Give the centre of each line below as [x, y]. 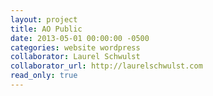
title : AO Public [46, 29]
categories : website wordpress [75, 47]
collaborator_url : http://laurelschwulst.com [106, 66]
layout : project [44, 19]
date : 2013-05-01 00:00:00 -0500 [80, 38]
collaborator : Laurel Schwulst [75, 57]
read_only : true [44, 76]
